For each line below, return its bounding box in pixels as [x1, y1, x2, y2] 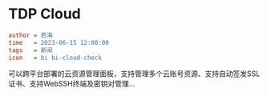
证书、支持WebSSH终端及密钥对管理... [8, 79, 136, 89]
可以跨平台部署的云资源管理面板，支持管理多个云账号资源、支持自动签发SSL [8, 69, 261, 78]
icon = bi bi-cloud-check [8, 54, 103, 62]
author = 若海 [8, 31, 54, 39]
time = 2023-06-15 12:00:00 [8, 38, 110, 46]
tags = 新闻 [8, 46, 54, 54]
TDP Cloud [8, 5, 82, 23]
